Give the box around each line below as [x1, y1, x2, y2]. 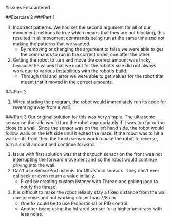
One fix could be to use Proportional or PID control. [20, 200, 129, 206]
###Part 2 [5, 89, 27, 94]
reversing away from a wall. [12, 104, 71, 110]
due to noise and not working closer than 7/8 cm [12, 195, 116, 200]
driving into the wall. [12, 162, 56, 168]
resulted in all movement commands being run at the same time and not [12, 35, 165, 41]
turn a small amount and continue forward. [5, 141, 95, 147]
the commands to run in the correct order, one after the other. [20, 51, 151, 57]
